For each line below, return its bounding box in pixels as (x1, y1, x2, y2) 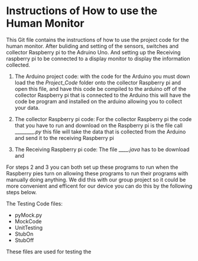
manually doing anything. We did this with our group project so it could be (6, 176, 186, 183)
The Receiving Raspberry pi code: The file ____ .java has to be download (14, 146, 190, 153)
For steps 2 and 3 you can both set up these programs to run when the (6, 164, 178, 171)
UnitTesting (14, 224, 43, 231)
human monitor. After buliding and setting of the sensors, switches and (6, 43, 179, 50)
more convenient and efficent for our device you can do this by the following (6, 182, 193, 190)
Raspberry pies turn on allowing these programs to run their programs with (6, 169, 189, 177)
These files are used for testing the (6, 248, 92, 255)
